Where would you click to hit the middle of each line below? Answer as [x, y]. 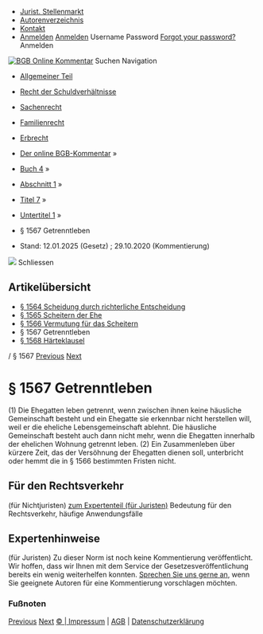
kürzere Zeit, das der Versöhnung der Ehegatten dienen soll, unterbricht [126, 452]
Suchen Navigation [126, 61]
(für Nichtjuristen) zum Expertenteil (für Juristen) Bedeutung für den [120, 505]
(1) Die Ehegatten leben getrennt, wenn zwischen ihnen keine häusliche [125, 410]
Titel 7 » [33, 200]
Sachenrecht [41, 107]
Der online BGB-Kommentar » [68, 153]
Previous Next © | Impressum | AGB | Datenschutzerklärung [106, 621]
